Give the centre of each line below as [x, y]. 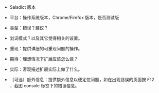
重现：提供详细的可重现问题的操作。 [46, 48]
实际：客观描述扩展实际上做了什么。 [46, 69]
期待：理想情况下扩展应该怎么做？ [44, 59]
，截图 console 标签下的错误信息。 [44, 86]
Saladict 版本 [23, 7]
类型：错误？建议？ [29, 28]
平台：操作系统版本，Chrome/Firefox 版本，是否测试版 [64, 18]
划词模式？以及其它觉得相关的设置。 [46, 38]
